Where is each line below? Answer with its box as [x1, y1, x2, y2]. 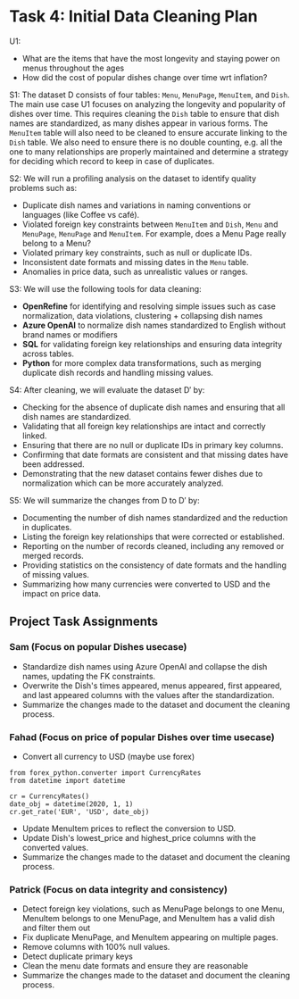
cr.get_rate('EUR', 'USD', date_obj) [9, 807, 150, 816]
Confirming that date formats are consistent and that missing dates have [21, 449, 288, 460]
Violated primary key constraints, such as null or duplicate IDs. [21, 247, 253, 258]
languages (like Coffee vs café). [21, 209, 140, 220]
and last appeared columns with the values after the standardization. [21, 689, 275, 700]
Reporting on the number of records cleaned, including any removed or [21, 540, 285, 551]
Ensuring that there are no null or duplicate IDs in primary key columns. [21, 439, 284, 450]
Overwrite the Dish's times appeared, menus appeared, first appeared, [21, 680, 283, 691]
